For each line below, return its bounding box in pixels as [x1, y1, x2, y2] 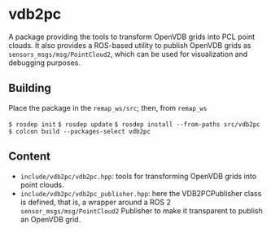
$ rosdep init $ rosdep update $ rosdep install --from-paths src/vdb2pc [8, 120, 260, 129]
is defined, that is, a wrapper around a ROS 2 [20, 197, 172, 207]
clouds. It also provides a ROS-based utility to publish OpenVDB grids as [8, 40, 251, 50]
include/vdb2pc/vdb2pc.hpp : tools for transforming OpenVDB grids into [20, 171, 257, 181]
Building [8, 81, 51, 95]
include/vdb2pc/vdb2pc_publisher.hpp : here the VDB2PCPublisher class [20, 188, 262, 198]
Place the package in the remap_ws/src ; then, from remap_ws [8, 103, 208, 112]
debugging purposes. [8, 58, 81, 68]
